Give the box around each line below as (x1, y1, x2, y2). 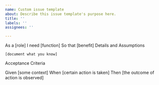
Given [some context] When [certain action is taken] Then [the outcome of (5, 70, 155, 75)
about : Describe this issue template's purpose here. (5, 12, 117, 16)
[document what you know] (5, 52, 57, 57)
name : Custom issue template (5, 7, 64, 12)
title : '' (5, 16, 25, 21)
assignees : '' (5, 25, 34, 30)
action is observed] (5, 75, 44, 81)
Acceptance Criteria (5, 60, 45, 66)
